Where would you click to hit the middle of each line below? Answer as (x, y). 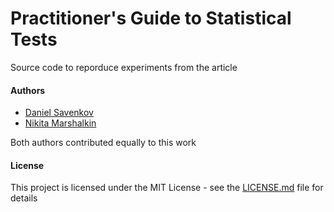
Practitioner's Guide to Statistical (151, 18)
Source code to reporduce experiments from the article (124, 67)
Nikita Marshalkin (60, 123)
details (24, 198)
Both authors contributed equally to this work (103, 143)
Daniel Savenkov (59, 113)
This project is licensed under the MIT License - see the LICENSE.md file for (167, 188)
